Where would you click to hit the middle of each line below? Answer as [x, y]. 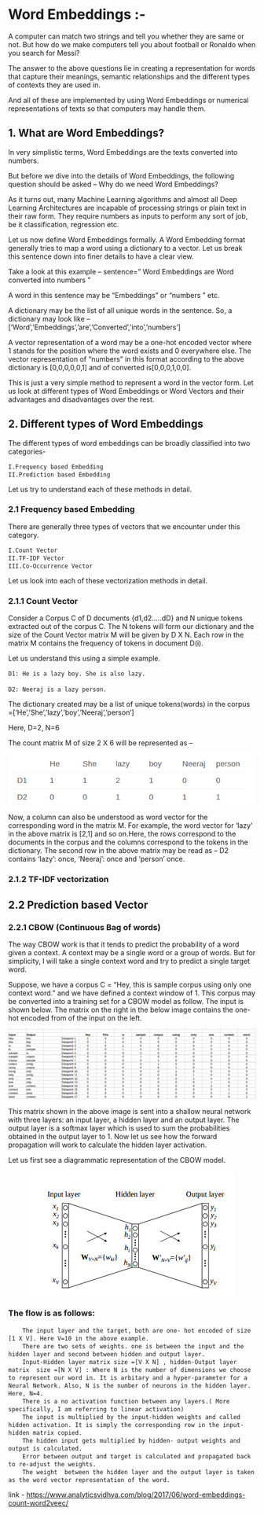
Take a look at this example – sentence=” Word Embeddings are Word [121, 271]
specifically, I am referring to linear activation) [96, 1409]
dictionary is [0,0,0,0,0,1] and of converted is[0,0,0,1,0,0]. [100, 367]
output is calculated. [45, 1448]
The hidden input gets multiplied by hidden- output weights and [132, 1440]
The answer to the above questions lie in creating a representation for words [132, 68]
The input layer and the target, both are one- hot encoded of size [137, 1330]
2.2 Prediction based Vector [78, 905]
